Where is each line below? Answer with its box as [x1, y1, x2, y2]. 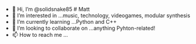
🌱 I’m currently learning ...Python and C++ [11, 18, 117, 25]
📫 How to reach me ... [11, 32, 68, 38]
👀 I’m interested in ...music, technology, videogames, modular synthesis [11, 12, 191, 19]
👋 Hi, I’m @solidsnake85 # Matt [11, 6, 90, 12]
